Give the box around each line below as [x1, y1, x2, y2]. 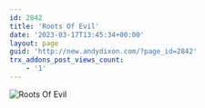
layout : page [9, 38, 59, 48]
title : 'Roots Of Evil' [9, 22, 100, 31]
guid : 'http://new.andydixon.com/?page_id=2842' [9, 47, 198, 56]
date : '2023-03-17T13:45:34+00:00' [9, 30, 145, 39]
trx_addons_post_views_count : [9, 55, 125, 64]
